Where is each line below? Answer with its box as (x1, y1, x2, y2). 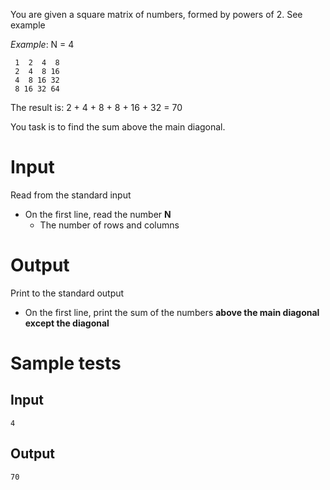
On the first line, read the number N (24, 208, 172, 220)
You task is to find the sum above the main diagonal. (10, 121, 226, 133)
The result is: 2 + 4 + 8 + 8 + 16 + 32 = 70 (10, 102, 183, 113)
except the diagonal (24, 317, 110, 329)
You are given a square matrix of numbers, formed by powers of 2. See (10, 9, 303, 20)
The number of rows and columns (39, 219, 180, 231)
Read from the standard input (10, 189, 132, 201)
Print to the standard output (10, 287, 125, 299)
